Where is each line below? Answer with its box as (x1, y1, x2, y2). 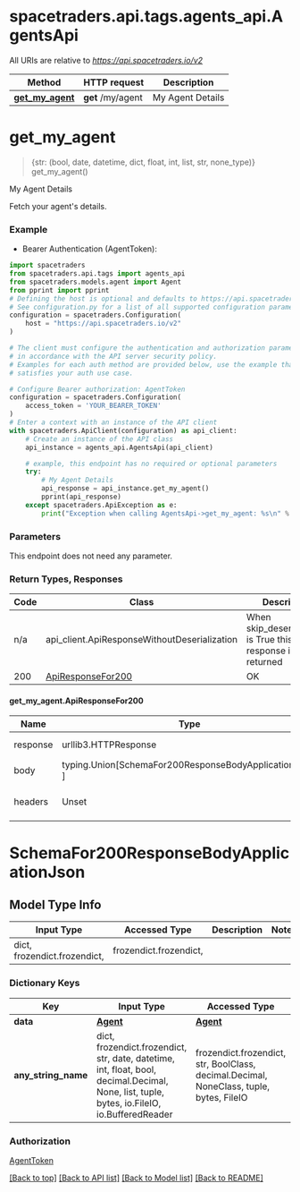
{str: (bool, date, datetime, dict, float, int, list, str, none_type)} (30, 157, 256, 167)
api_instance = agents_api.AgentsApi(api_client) (25, 443, 214, 452)
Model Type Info (9, 898, 102, 913)
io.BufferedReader (96, 1108, 173, 1120)
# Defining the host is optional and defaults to (9, 294, 198, 303)
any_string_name (13, 1069, 88, 1081)
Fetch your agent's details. (9, 200, 107, 211)
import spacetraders (9, 261, 87, 270)
